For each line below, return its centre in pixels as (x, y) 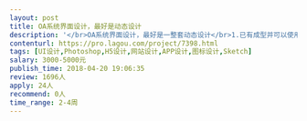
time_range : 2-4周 (44, 102)
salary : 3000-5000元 (48, 60)
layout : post (34, 18)
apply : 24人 (32, 86)
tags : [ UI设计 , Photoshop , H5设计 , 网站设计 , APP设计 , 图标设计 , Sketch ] (131, 52)
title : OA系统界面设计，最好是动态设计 (75, 26)
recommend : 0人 (37, 94)
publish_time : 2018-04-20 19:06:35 (77, 69)
